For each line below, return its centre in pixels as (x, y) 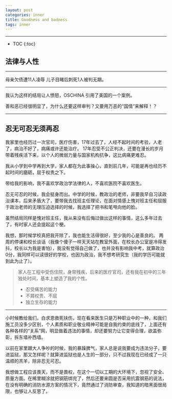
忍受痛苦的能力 (41, 289)
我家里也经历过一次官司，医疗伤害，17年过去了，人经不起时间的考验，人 (81, 142)
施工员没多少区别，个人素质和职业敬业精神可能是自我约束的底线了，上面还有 (86, 324)
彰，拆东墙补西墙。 (26, 337)
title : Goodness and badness (36, 20)
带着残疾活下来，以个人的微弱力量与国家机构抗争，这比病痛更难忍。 (77, 155)
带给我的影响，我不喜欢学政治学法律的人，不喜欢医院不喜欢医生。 (75, 183)
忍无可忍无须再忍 (32, 129)
